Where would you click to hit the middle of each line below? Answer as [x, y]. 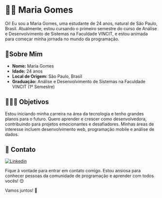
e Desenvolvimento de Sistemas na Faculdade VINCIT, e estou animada [76, 34]
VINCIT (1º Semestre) [33, 87]
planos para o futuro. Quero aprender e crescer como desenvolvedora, [76, 119]
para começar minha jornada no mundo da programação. [62, 39]
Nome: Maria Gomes [33, 66]
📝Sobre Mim [24, 54]
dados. [12, 134]
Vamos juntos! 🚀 [21, 190]
